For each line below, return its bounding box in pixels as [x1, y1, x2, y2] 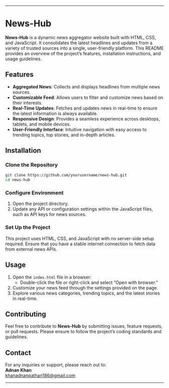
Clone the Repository [5, 161, 58, 168]
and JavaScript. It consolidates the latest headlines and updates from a [5, 40, 152, 46]
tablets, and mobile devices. [12, 121, 71, 127]
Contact [5, 348, 31, 357]
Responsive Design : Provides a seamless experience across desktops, [12, 116, 160, 122]
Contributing [5, 310, 46, 318]
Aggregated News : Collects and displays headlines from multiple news [12, 83, 160, 89]
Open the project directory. [12, 201, 69, 207]
